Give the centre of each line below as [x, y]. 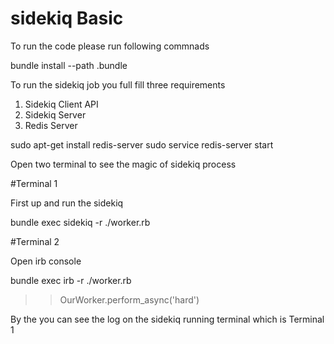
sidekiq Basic [67, 18]
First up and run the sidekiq [67, 203]
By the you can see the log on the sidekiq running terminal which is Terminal [167, 319]
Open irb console [46, 261]
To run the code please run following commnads [110, 46]
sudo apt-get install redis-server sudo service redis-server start [142, 144]
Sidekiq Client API [61, 104]
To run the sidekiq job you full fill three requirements [118, 84]
